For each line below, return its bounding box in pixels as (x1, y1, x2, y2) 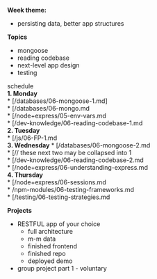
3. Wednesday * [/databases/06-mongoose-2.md (7, 141, 151, 149)
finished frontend (27, 242, 78, 250)
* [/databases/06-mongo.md (7, 104, 90, 112)
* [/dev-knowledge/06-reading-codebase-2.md (7, 156, 144, 164)
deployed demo (27, 257, 73, 265)
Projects (7, 207, 33, 214)
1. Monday (7, 90, 38, 97)
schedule (7, 82, 34, 90)
